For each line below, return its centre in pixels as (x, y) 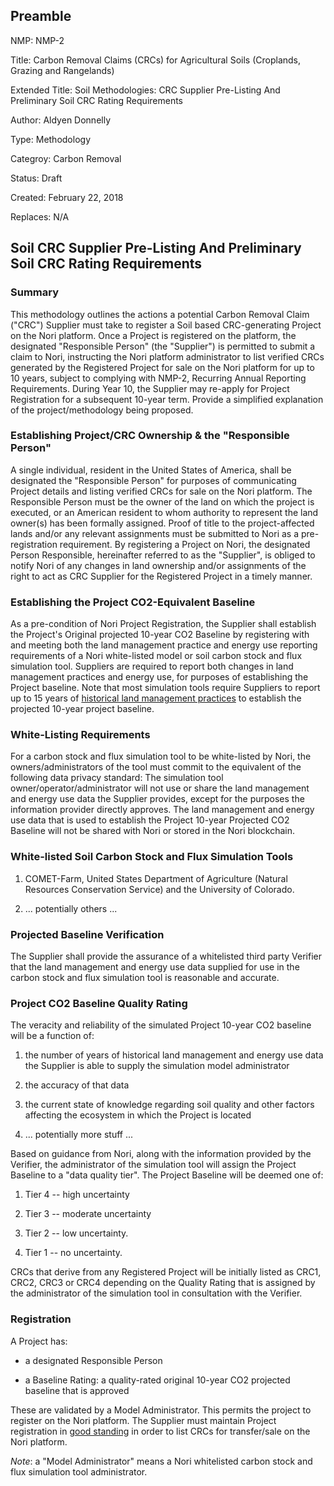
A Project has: (39, 1341)
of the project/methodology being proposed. (102, 410)
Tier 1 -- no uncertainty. (73, 1253)
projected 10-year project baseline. (82, 709)
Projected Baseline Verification (87, 934)
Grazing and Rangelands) (62, 70)
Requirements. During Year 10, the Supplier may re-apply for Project (150, 388)
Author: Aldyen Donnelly (61, 120)
